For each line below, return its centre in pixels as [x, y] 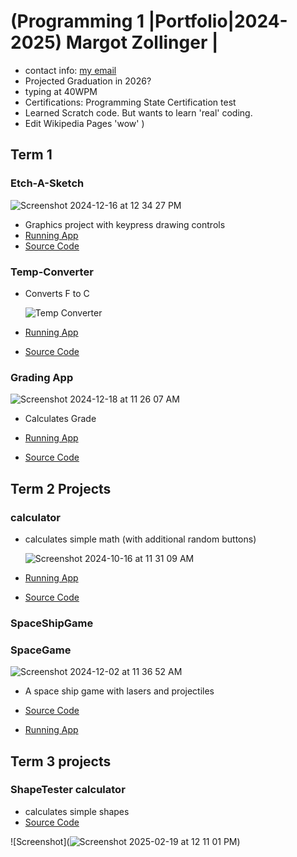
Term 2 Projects [61, 488]
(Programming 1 [77, 21]
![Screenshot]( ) [125, 841]
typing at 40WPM [61, 91]
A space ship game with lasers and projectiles [119, 691]
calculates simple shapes [77, 811]
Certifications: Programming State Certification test [130, 102]
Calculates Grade [60, 419]
